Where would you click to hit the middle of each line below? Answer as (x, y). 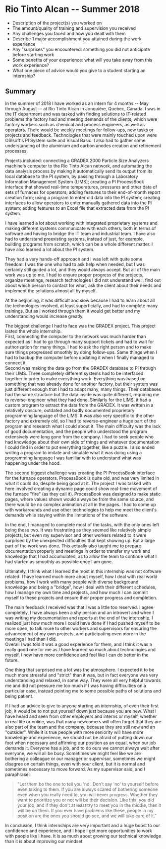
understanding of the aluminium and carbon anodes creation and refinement (83, 146)
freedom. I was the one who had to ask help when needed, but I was (75, 264)
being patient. (19, 696)
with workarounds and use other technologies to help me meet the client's (81, 509)
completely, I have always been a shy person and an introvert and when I (80, 612)
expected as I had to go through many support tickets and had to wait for (80, 341)
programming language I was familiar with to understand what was (73, 458)
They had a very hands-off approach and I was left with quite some (74, 259)
